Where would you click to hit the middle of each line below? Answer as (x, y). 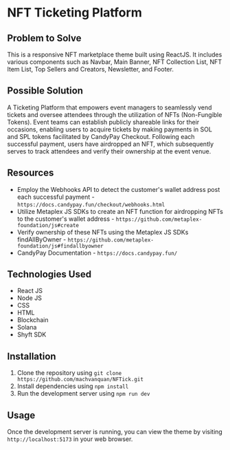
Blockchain (33, 320)
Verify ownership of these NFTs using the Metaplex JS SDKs (103, 232)
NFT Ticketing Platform (74, 13)
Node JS (30, 298)
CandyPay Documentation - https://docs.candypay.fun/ (97, 253)
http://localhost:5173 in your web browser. (70, 439)
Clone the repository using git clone (69, 373)
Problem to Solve (44, 38)
